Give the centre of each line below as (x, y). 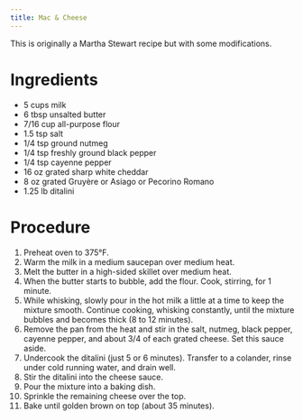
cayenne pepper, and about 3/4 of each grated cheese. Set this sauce (154, 338)
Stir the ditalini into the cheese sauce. (93, 377)
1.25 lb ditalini (49, 191)
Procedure (50, 227)
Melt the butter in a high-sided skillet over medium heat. (128, 271)
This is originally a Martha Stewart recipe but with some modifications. (141, 43)
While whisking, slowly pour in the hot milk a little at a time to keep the (154, 300)
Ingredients (54, 80)
